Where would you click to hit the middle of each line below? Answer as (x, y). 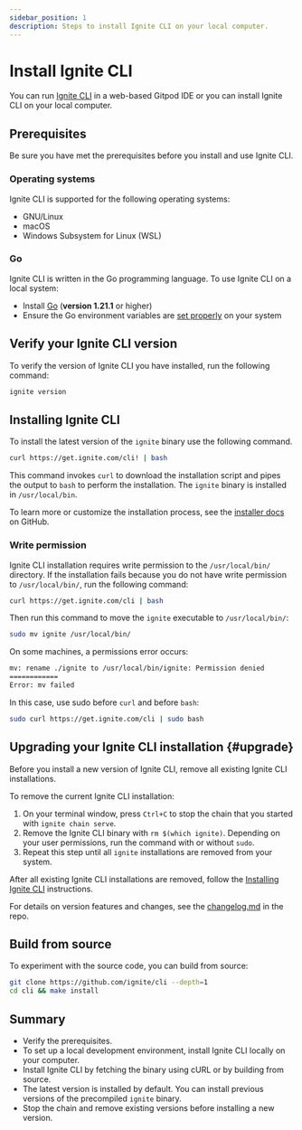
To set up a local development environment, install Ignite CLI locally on (154, 1050)
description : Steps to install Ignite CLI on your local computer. (139, 26)
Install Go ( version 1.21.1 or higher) (87, 306)
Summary (38, 1019)
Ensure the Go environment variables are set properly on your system (152, 315)
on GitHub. (29, 522)
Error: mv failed (42, 685)
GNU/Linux (42, 216)
